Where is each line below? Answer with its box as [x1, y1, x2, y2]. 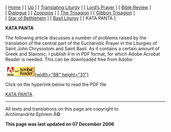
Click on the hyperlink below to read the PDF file [5, 81, 107, 87]
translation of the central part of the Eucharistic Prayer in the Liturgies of [5, 40, 157, 46]
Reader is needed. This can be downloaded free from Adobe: [5, 56, 134, 62]
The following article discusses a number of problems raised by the [5, 35, 147, 41]
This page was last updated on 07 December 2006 [5, 121, 115, 127]
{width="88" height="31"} [34, 72, 89, 78]
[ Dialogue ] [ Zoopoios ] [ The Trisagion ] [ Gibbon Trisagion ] [5, 10, 135, 16]
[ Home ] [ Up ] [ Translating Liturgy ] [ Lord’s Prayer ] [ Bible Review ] [5, 5, 151, 10]
